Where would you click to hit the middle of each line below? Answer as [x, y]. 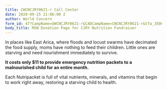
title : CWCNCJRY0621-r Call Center [42, 10]
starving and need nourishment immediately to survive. [62, 53]
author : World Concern [29, 19]
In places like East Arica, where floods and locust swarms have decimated [81, 42]
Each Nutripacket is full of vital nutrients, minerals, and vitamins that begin [81, 77]
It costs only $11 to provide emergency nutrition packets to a [69, 62]
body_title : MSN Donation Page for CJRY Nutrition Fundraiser [71, 28]
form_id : [14, 23]
